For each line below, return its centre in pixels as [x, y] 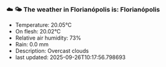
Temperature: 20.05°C [43, 25]
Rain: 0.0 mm [32, 44]
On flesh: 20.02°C [38, 32]
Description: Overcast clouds [52, 51]
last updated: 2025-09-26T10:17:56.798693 [70, 57]
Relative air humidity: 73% [48, 38]
